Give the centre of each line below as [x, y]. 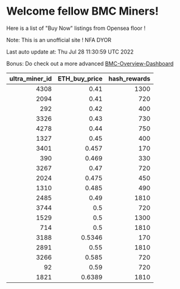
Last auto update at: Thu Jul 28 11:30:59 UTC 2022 [70, 52]
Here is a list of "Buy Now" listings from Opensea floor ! [76, 28]
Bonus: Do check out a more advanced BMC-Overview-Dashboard [90, 63]
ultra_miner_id [31, 79]
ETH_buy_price [80, 79]
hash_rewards [130, 79]
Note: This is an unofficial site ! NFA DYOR [59, 40]
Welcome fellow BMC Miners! [83, 11]
